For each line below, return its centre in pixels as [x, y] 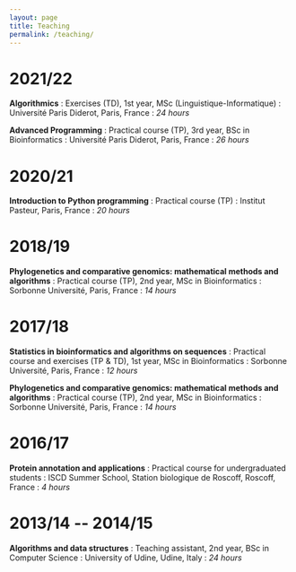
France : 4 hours [39, 487]
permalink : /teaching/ [52, 34]
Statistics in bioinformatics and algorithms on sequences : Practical [138, 351]
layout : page [34, 17]
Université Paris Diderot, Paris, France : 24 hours [100, 113]
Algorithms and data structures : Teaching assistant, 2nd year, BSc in [139, 548]
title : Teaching [39, 26]
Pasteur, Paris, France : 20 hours [70, 211]
